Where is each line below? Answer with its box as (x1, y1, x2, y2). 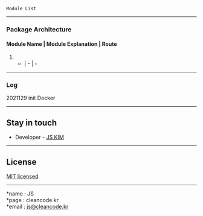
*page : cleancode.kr (6, 197, 59, 204)
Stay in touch (6, 118, 57, 128)
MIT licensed (6, 173, 39, 180)
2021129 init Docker (6, 94, 56, 102)
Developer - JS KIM (14, 133, 65, 141)
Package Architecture (6, 25, 72, 33)
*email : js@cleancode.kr (6, 203, 69, 211)
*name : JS (6, 190, 34, 197)
